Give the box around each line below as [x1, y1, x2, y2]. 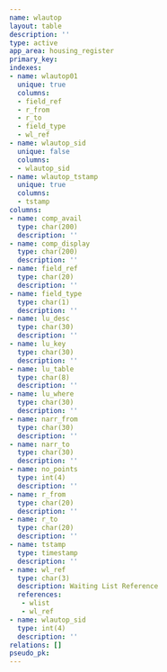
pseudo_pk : [9, 649, 50, 658]
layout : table [9, 22, 63, 31]
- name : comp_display [9, 239, 91, 248]
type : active [9, 38, 58, 48]
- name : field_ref [9, 264, 78, 273]
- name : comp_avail [9, 213, 83, 223]
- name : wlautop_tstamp [9, 172, 99, 181]
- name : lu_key [9, 339, 66, 348]
